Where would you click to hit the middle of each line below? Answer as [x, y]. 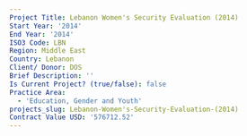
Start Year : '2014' [46, 26]
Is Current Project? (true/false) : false [88, 84]
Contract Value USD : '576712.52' [72, 117]
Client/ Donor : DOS [46, 68]
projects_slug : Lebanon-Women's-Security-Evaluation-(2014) [124, 109]
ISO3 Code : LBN [38, 42]
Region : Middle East [48, 51]
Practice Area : [38, 92]
